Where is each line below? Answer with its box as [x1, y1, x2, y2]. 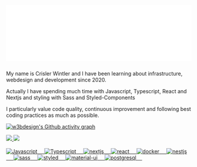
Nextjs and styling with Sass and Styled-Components [6, 94, 135, 101]
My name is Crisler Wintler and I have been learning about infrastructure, [6, 70, 183, 77]
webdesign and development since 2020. [6, 76, 107, 84]
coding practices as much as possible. [6, 112, 99, 119]
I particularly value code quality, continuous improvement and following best [6, 106, 191, 113]
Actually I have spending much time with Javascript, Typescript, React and [6, 88, 187, 95]
